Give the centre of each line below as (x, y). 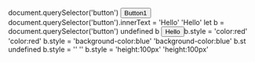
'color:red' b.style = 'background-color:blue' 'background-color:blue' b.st (127, 41)
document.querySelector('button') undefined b (84, 31)
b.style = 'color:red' (216, 31)
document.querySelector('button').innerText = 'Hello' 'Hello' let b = (117, 22)
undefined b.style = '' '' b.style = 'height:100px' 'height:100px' (109, 49)
